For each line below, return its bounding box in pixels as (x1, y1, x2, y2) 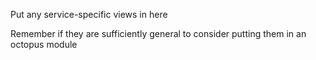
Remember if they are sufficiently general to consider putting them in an (10, 28, 307, 39)
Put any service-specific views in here (10, 9, 168, 20)
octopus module (10, 39, 78, 50)
